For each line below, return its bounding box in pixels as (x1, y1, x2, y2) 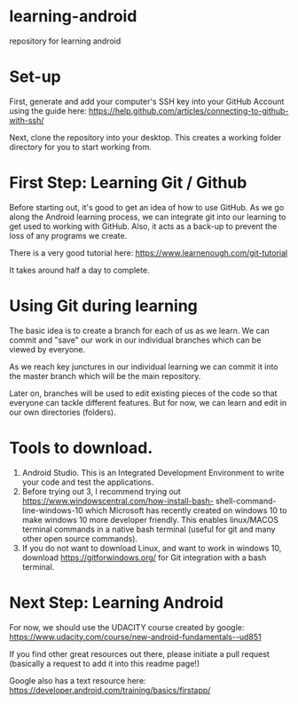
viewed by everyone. (9, 344, 86, 354)
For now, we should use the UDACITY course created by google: (9, 621, 245, 632)
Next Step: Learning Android (9, 592, 224, 613)
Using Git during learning (9, 296, 198, 316)
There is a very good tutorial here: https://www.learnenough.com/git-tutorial (9, 247, 288, 258)
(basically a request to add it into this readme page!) (9, 658, 200, 668)
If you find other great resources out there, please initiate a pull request (9, 648, 271, 659)
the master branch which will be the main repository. (9, 370, 201, 381)
